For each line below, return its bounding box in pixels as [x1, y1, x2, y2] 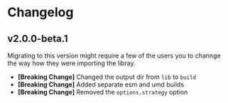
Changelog [7, 4, 74, 21]
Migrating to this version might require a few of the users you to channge [7, 51, 222, 60]
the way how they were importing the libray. [7, 59, 136, 67]
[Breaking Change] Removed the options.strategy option [17, 88, 188, 96]
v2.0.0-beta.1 [7, 33, 69, 45]
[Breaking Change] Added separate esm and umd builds [17, 80, 185, 89]
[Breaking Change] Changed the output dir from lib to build [17, 72, 197, 81]
